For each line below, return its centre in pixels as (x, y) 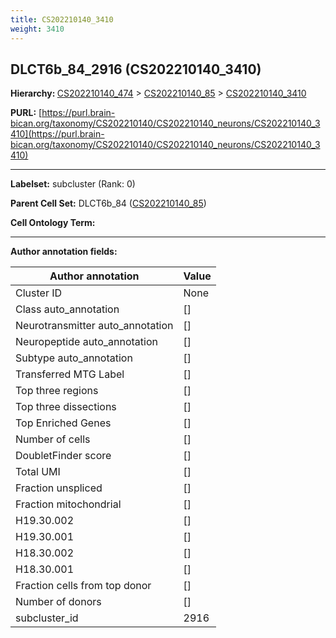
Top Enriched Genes (63, 423)
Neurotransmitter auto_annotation (94, 326)
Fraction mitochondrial (68, 504)
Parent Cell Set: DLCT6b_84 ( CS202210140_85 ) (108, 203)
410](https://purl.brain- (57, 134)
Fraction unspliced (59, 488)
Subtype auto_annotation (74, 358)
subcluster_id (47, 618)
